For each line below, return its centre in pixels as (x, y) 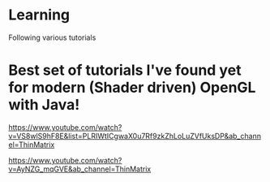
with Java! (44, 105)
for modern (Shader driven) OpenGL (132, 88)
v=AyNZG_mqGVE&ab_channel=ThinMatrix (80, 169)
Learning (39, 15)
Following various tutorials (52, 37)
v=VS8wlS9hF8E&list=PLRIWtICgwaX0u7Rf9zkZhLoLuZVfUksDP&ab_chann (135, 136)
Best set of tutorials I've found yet (125, 70)
